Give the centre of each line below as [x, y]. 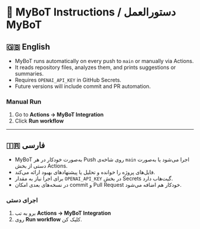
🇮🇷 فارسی [26, 145]
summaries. [29, 73]
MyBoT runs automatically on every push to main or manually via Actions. [104, 61]
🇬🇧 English [28, 47]
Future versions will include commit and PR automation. [83, 86]
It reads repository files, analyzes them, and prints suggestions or [95, 67]
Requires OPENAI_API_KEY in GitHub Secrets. [68, 80]
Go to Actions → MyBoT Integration [59, 115]
